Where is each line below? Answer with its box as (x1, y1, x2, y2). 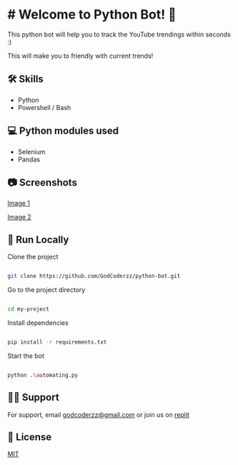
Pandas (17, 155, 41, 164)
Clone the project (7, 253, 59, 261)
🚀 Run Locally (7, 234, 69, 246)
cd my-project (7, 306, 50, 313)
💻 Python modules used (7, 125, 119, 137)
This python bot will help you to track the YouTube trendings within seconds (7, 30, 231, 39)
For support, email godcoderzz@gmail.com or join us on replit (7, 410, 189, 419)
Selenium (17, 147, 46, 156)
